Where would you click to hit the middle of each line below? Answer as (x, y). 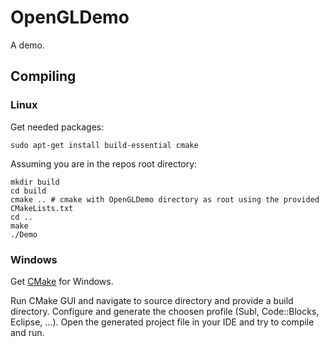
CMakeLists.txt (42, 208)
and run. (27, 332)
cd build (28, 191)
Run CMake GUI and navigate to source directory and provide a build (152, 300)
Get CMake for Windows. (62, 281)
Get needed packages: (57, 127)
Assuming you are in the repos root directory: (104, 163)
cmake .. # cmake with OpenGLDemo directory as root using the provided (165, 199)
